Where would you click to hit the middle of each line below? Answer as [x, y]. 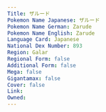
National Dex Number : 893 [45, 46]
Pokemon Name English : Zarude [51, 33]
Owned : [17, 98]
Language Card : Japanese [43, 40]
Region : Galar [28, 53]
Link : [15, 91]
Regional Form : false [39, 59]
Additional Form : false [42, 65]
